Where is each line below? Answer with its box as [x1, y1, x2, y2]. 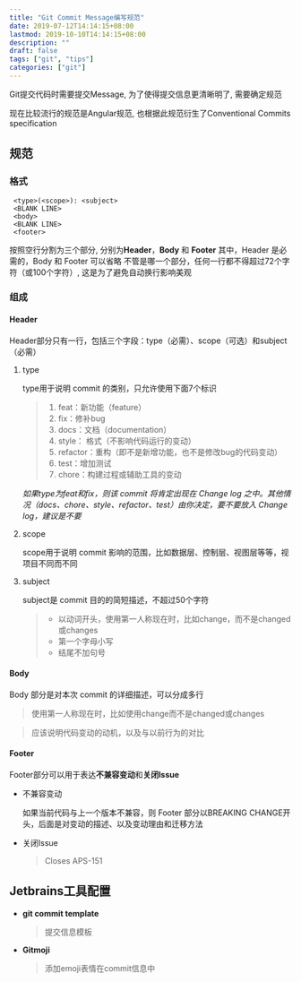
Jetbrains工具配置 [9, 883, 111, 899]
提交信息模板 [44, 926, 92, 937]
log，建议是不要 [21, 510, 82, 521]
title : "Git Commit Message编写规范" [9, 13, 145, 22]
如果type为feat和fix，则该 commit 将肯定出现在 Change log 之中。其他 [21, 487, 284, 498]
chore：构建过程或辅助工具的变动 [57, 469, 182, 479]
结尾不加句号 [57, 647, 106, 658]
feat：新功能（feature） [57, 401, 146, 412]
